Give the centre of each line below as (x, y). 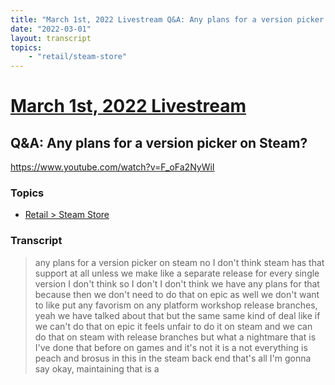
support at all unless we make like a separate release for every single (177, 273)
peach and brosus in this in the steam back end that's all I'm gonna (173, 358)
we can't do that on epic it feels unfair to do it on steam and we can (173, 326)
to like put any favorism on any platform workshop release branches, (176, 305)
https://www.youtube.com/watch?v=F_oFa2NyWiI (112, 167)
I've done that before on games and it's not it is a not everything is (171, 347)
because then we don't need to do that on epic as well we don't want (177, 294)
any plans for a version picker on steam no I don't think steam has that (179, 262)
